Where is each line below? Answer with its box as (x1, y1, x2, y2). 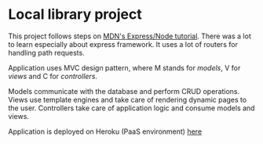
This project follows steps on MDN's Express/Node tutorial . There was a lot (8, 31, 251, 41)
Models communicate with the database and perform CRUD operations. (8, 86, 240, 95)
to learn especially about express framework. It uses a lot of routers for (8, 39, 238, 49)
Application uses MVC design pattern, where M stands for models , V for (8, 63, 241, 72)
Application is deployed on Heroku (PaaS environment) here (8, 127, 203, 136)
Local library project (8, 5, 143, 23)
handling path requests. (8, 48, 85, 57)
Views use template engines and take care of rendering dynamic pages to (8, 95, 247, 104)
